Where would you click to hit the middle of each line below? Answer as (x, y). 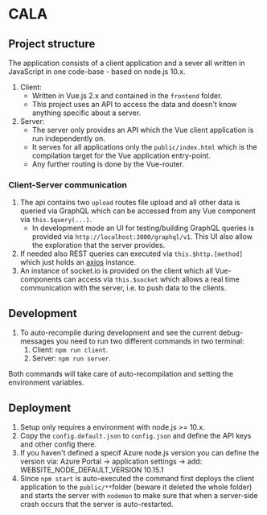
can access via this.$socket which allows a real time (151, 279)
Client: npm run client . (70, 350)
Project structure (52, 44)
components (41, 279)
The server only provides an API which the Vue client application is (143, 130)
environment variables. (46, 382)
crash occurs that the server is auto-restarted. (97, 504)
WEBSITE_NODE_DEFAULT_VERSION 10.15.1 (92, 470)
